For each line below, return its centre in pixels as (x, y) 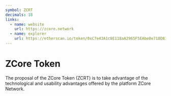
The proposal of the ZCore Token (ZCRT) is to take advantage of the (77, 78)
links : (12, 19)
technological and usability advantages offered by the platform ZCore (78, 83)
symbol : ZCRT (19, 10)
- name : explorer (28, 34)
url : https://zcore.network (44, 29)
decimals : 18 (19, 15)
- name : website (27, 24)
